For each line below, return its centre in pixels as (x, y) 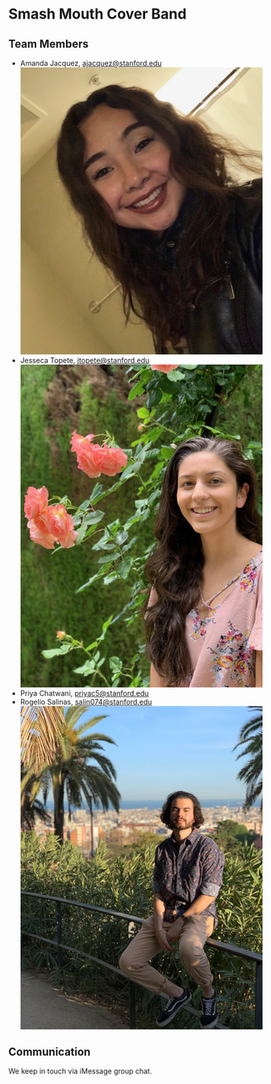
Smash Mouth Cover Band (98, 14)
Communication (50, 1052)
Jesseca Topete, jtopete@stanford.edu (85, 361)
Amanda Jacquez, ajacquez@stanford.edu (91, 63)
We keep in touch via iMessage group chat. (80, 1071)
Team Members (48, 44)
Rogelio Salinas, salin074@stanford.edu (86, 702)
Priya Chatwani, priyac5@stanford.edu (84, 693)
